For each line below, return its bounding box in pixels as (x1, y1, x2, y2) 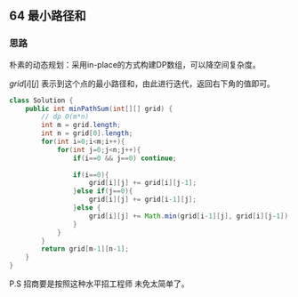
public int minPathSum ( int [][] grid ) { (25, 104, 173, 113)
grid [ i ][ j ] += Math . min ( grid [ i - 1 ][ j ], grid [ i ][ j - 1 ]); (88, 212, 293, 221)
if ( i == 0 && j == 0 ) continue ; (72, 154, 177, 163)
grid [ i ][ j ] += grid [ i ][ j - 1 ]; (88, 179, 197, 188)
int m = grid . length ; (41, 121, 122, 130)
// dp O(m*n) (41, 112, 90, 122)
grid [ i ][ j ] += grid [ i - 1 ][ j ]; (88, 195, 197, 205)
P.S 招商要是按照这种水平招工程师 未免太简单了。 (9, 278, 189, 289)
